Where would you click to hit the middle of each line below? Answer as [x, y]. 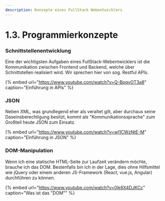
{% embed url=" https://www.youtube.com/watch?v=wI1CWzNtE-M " [76, 132]
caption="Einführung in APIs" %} [39, 88]
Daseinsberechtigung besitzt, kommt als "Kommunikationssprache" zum [80, 117]
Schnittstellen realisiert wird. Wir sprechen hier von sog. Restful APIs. [77, 72]
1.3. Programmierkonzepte [62, 35]
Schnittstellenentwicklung [38, 51]
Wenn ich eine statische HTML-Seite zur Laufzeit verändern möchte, [76, 162]
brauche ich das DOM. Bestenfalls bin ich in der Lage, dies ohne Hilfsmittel [82, 167]
